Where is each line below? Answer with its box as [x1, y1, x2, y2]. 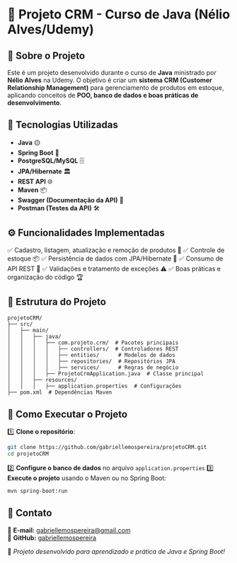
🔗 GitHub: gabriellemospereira [7, 533, 97, 542]
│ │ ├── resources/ [7, 377, 78, 384]
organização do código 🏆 [7, 273, 83, 281]
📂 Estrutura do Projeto [7, 296, 106, 308]
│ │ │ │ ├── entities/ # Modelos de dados [7, 352, 175, 359]
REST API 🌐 [17, 177, 53, 186]
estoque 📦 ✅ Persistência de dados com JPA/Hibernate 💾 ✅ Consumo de [7, 254, 224, 263]
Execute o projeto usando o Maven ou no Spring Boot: [7, 474, 166, 482]
